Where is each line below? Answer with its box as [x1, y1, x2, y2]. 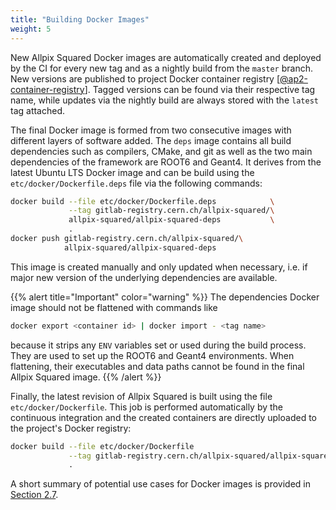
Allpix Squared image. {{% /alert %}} [10, 371, 162, 383]
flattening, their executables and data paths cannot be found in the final [10, 360, 305, 372]
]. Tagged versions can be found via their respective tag [84, 83, 316, 95]
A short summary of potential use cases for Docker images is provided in [10, 478, 311, 490]
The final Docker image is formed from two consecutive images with [10, 124, 292, 136]
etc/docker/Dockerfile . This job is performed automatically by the [10, 401, 284, 413]
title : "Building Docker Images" [10, 14, 150, 25]
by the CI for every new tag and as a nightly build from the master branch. [10, 62, 314, 74]
